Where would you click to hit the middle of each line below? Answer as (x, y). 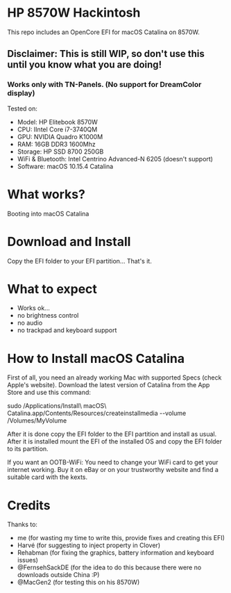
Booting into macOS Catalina (48, 213)
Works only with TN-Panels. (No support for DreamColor (104, 85)
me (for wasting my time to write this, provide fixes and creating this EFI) (121, 538)
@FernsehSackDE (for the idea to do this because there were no (109, 567)
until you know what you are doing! (84, 65)
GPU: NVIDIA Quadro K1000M (60, 136)
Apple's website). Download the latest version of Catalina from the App (109, 385)
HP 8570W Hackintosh (74, 13)
